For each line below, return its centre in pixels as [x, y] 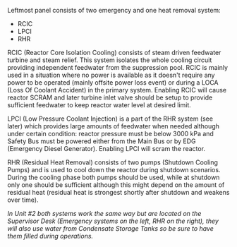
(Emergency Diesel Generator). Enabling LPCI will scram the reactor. [107, 149]
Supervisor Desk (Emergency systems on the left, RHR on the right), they [113, 221]
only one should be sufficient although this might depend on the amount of [116, 185]
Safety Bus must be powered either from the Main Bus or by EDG [102, 141]
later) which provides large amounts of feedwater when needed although [114, 126]
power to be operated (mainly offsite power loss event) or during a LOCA [113, 83]
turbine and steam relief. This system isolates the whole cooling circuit [110, 60]
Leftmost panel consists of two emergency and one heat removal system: [114, 10]
